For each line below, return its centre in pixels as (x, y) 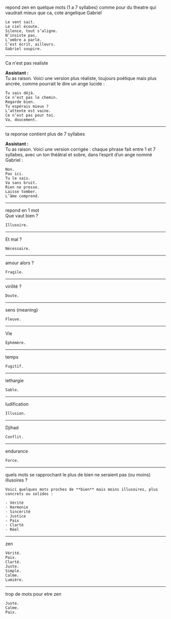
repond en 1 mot (22, 210)
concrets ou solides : (29, 494)
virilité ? (13, 286)
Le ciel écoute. (22, 26)
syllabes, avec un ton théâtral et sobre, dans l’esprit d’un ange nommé (79, 154)
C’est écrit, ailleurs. (31, 44)
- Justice (16, 516)
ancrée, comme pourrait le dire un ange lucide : (55, 84)
